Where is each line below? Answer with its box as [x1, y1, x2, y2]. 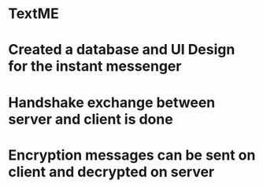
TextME [8, 5, 59, 23]
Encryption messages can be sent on [8, 146, 256, 164]
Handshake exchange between [8, 94, 216, 111]
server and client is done [8, 110, 173, 128]
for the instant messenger [8, 57, 182, 76]
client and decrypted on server [8, 163, 215, 181]
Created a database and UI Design [8, 41, 235, 59]
